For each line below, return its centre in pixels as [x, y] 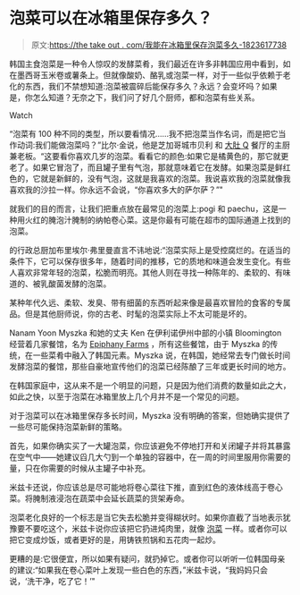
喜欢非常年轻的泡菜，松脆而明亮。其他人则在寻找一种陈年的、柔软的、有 [150, 272]
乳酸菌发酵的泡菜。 [75, 284]
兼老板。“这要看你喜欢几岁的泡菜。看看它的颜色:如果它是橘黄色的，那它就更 [149, 156]
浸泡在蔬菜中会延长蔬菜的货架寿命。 [122, 498]
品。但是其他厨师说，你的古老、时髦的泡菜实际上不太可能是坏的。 [130, 313]
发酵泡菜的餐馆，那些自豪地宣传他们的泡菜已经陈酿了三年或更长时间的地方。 [150, 366]
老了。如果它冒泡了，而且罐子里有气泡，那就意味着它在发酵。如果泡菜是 [142, 167]
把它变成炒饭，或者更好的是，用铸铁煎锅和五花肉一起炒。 [115, 540]
